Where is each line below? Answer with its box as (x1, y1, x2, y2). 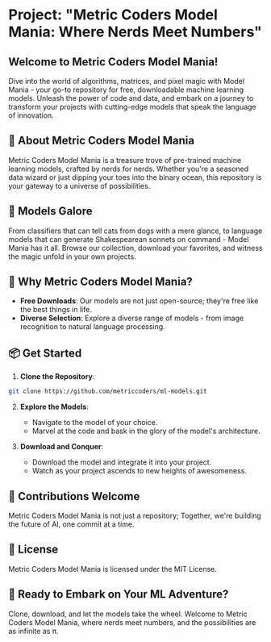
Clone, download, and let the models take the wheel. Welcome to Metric (8, 609, 248, 619)
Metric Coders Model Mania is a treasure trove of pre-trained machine (8, 155, 242, 165)
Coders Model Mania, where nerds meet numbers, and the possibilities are (8, 617, 256, 627)
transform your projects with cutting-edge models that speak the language (8, 102, 256, 111)
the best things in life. (19, 305, 93, 315)
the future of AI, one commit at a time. (8, 519, 135, 529)
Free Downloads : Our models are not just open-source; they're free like (19, 296, 259, 306)
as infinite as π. (8, 626, 59, 636)
